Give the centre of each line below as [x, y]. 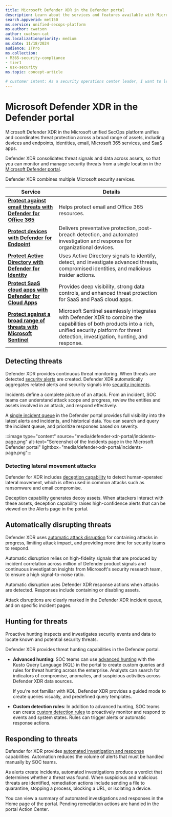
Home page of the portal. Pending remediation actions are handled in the [82, 804]
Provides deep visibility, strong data [102, 287]
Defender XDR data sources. [43, 681]
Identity [18, 275]
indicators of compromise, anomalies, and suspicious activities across [87, 675]
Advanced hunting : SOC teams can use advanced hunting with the [84, 659]
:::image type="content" [31, 436]
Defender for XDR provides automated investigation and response [75, 751]
